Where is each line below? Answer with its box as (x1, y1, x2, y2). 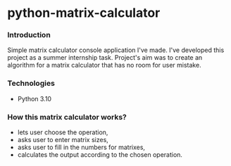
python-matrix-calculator (7, 5, 161, 21)
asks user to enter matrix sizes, (17, 136, 109, 144)
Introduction (7, 30, 51, 40)
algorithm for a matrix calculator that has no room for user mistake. (7, 61, 202, 70)
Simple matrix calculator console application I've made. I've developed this (7, 46, 225, 54)
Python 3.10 (17, 94, 51, 103)
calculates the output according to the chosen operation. (17, 151, 183, 159)
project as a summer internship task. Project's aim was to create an (7, 53, 203, 62)
